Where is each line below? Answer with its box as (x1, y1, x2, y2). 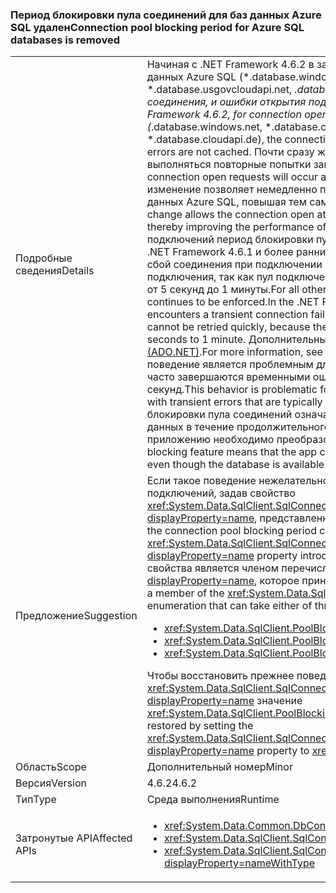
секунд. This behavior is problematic (146, 383, 318, 397)
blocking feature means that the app (146, 445, 318, 459)
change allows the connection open (146, 208, 315, 222)
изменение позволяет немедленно (146, 183, 318, 197)
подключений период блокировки (146, 233, 314, 247)
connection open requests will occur (146, 170, 319, 184)
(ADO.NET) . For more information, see (146, 345, 323, 359)
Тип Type (15, 793, 57, 807)
